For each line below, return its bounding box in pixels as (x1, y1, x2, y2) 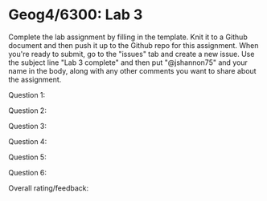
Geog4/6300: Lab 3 (8, 6, 143, 24)
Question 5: (8, 152, 47, 162)
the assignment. (8, 74, 62, 84)
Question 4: (8, 136, 47, 146)
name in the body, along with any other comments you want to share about (8, 66, 257, 75)
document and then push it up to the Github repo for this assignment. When (8, 40, 259, 50)
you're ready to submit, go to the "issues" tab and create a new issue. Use (8, 49, 255, 58)
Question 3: (8, 121, 47, 131)
